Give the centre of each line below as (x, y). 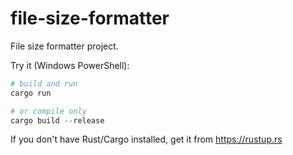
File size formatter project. (64, 46)
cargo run (31, 93)
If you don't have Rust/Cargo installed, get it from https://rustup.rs (146, 139)
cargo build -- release (57, 120)
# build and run (44, 83)
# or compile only (48, 111)
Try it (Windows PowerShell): (70, 65)
